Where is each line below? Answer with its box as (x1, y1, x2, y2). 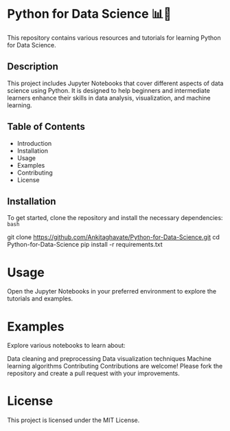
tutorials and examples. (7, 294, 73, 303)
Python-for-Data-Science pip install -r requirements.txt (7, 241, 163, 249)
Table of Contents (7, 121, 86, 133)
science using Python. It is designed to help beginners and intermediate (7, 86, 211, 94)
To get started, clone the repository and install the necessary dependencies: (7, 214, 223, 222)
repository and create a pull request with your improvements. (7, 369, 180, 377)
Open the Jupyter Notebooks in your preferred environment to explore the (7, 287, 217, 296)
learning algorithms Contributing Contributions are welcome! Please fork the (7, 362, 223, 371)
